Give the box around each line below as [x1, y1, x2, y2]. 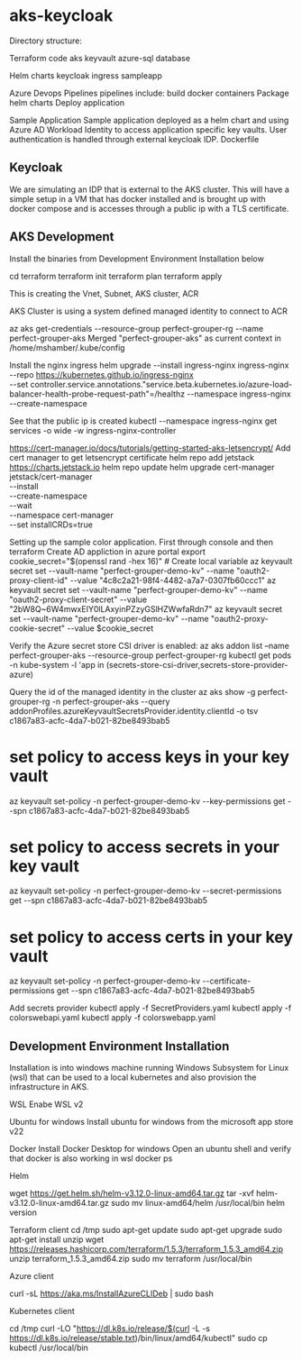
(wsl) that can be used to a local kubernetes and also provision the [9, 1072, 257, 1082]
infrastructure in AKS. [9, 1082, 90, 1092]
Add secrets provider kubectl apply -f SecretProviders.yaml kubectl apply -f [9, 1002, 292, 1014]
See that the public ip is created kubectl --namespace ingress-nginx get [9, 416, 278, 426]
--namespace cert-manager [9, 509, 114, 520]
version [9, 1207, 38, 1218]
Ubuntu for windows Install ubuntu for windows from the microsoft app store [9, 1117, 294, 1128]
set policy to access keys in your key [9, 746, 290, 767]
